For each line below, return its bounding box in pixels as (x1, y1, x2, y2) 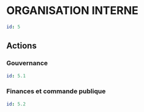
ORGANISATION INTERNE (6, 4, 139, 18)
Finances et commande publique (6, 87, 106, 96)
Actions (6, 41, 37, 51)
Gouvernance (6, 59, 48, 68)
